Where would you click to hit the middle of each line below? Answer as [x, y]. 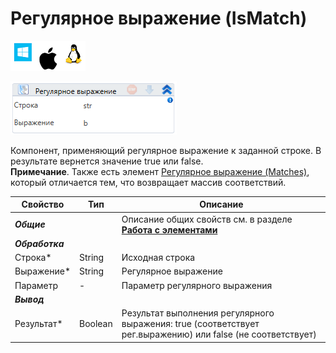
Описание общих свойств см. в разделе [207, 219]
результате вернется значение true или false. [107, 161]
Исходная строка [158, 258]
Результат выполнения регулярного [198, 313]
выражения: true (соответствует [190, 324]
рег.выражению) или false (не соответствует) [219, 334]
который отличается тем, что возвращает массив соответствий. [148, 182]
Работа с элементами [169, 229]
